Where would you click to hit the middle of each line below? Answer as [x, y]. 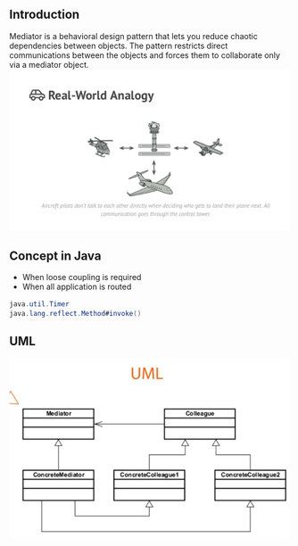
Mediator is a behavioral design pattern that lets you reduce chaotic [134, 36]
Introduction [45, 15]
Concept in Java [55, 256]
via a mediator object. [49, 64]
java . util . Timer [39, 304]
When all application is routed [77, 286]
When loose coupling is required [82, 277]
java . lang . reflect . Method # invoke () [75, 313]
